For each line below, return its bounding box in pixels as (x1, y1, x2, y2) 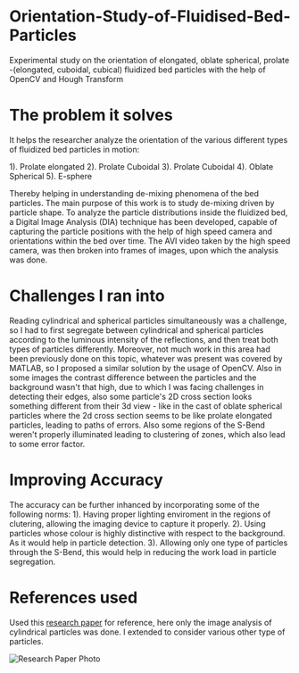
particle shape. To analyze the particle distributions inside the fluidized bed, (9, 207, 288, 218)
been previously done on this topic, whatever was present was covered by (9, 353, 283, 363)
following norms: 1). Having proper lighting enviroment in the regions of (9, 509, 271, 519)
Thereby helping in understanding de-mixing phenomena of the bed (9, 187, 260, 198)
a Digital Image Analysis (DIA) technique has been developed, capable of (9, 216, 278, 227)
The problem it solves (9, 105, 173, 126)
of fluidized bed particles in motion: (9, 144, 140, 154)
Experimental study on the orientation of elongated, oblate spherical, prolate (9, 54, 290, 65)
